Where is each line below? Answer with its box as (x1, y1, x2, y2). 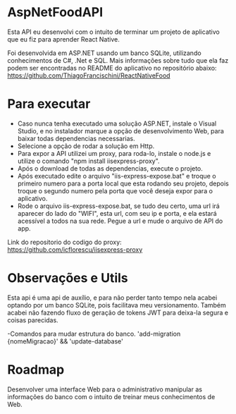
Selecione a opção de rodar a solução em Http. (17, 142, 155, 150)
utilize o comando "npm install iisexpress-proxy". (17, 157, 160, 165)
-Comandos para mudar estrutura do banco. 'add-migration (7, 329, 181, 338)
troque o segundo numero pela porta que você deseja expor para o (17, 186, 213, 195)
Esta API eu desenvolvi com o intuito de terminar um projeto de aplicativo (7, 28, 220, 36)
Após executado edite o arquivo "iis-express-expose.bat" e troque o (17, 171, 216, 180)
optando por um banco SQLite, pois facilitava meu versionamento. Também (7, 300, 227, 309)
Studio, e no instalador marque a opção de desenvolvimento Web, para (17, 126, 224, 135)
